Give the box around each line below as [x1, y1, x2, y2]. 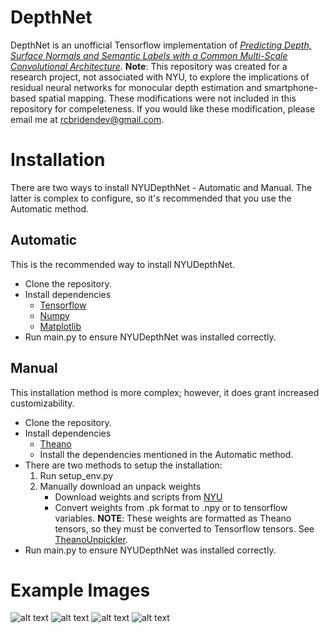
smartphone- [263, 81, 318, 93]
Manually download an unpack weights [39, 480, 202, 492]
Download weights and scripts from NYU [54, 491, 223, 503]
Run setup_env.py [39, 469, 114, 481]
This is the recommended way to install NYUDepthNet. [10, 258, 235, 270]
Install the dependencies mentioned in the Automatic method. [39, 448, 294, 460]
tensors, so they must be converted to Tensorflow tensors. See [54, 522, 315, 535]
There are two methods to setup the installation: [24, 459, 223, 471]
